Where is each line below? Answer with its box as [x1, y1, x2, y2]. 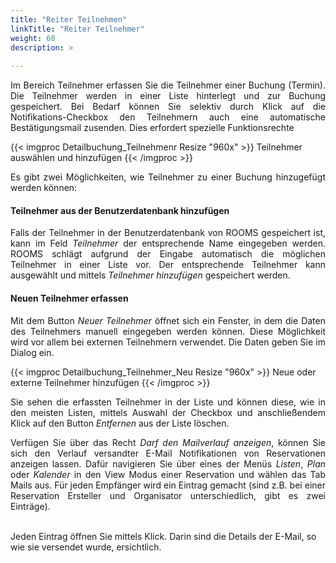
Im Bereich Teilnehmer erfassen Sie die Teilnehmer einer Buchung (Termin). [10, 79, 326, 91]
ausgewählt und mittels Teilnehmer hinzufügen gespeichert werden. [10, 269, 291, 281]
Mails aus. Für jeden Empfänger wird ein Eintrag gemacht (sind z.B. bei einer [10, 479, 326, 491]
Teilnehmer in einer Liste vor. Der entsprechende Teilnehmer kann [10, 259, 326, 271]
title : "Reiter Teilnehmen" [10, 14, 128, 25]
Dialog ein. [10, 346, 55, 358]
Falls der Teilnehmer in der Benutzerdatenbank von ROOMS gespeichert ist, [10, 227, 326, 239]
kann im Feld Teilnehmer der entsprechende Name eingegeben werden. [10, 237, 327, 250]
